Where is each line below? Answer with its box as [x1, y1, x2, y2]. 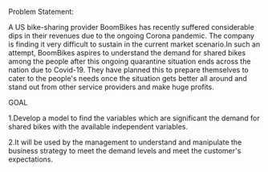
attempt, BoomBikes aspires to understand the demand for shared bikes [8, 48, 246, 57]
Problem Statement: [8, 7, 75, 16]
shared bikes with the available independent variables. [8, 122, 189, 131]
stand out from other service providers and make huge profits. [8, 82, 214, 92]
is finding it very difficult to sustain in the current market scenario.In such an [8, 39, 261, 49]
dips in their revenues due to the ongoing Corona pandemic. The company [8, 31, 255, 40]
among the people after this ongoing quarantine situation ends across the [8, 56, 251, 66]
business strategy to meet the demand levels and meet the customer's [8, 146, 242, 155]
